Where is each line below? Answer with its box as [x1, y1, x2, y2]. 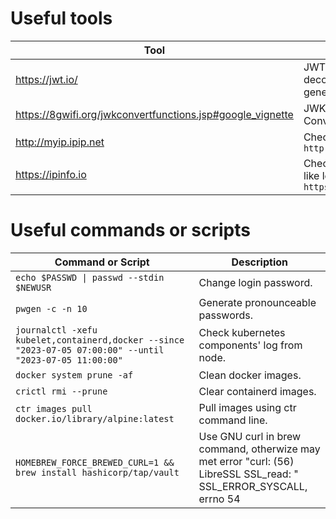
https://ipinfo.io [15, 167, 87, 181]
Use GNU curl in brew [198, 429, 302, 443]
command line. [198, 413, 268, 427]
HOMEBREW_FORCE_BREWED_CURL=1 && [15, 457, 175, 468]
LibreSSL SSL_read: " [198, 467, 299, 481]
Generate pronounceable [198, 295, 317, 309]
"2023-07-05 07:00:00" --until [15, 344, 165, 356]
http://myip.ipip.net [15, 135, 105, 149]
